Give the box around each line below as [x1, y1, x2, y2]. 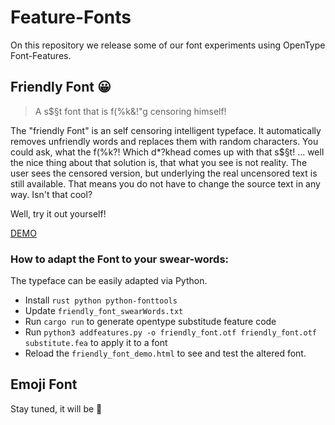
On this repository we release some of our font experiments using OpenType [10, 39, 326, 51]
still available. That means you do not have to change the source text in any [10, 177, 321, 190]
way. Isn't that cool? [10, 188, 93, 200]
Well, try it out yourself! [10, 207, 107, 220]
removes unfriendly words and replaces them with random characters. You [10, 135, 319, 147]
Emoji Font [10, 376, 78, 393]
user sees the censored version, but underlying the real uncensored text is [10, 167, 318, 179]
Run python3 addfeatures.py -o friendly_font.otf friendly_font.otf [24, 326, 317, 338]
